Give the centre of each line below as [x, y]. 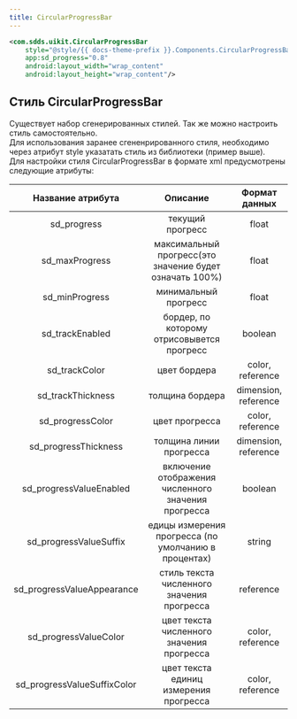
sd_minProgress [76, 297]
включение [187, 466]
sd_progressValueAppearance [76, 589]
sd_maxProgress [76, 260]
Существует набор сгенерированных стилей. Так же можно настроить [144, 123]
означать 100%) [187, 277]
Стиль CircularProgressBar [86, 102]
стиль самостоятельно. [53, 133]
